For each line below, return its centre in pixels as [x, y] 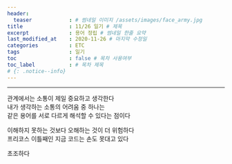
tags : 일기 [46, 52]
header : [18, 13]
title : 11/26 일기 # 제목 [65, 26]
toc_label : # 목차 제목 [55, 65]
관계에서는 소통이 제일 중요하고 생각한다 [61, 98]
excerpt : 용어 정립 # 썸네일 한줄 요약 [77, 33]
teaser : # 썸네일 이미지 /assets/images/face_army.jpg [108, 20]
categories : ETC [46, 45]
